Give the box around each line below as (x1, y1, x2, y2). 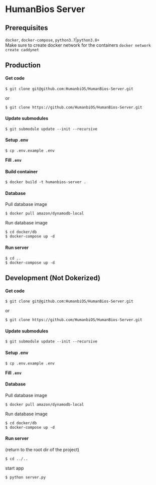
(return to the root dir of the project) (5, 447, 79, 453)
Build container (5, 168, 38, 174)
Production (5, 61, 41, 70)
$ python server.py (5, 475, 46, 480)
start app (5, 465, 24, 471)
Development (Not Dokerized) (5, 274, 100, 282)
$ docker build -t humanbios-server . (5, 180, 86, 185)
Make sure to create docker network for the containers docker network (5, 42, 151, 48)
